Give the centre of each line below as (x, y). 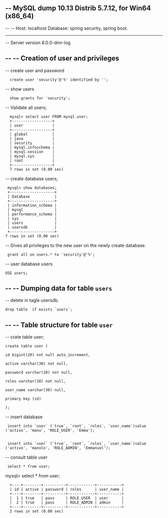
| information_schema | (32, 205)
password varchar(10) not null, (39, 373)
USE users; (16, 273)
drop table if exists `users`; (39, 310)
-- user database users (29, 264)
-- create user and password (35, 70)
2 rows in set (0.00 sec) (37, 511)
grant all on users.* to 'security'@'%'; (51, 254)
